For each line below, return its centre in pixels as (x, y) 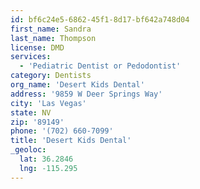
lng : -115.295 (48, 168)
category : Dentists (51, 76)
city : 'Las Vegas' (48, 103)
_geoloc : (28, 150)
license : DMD (37, 47)
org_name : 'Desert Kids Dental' (77, 85)
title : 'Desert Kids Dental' (71, 141)
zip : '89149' (37, 122)
